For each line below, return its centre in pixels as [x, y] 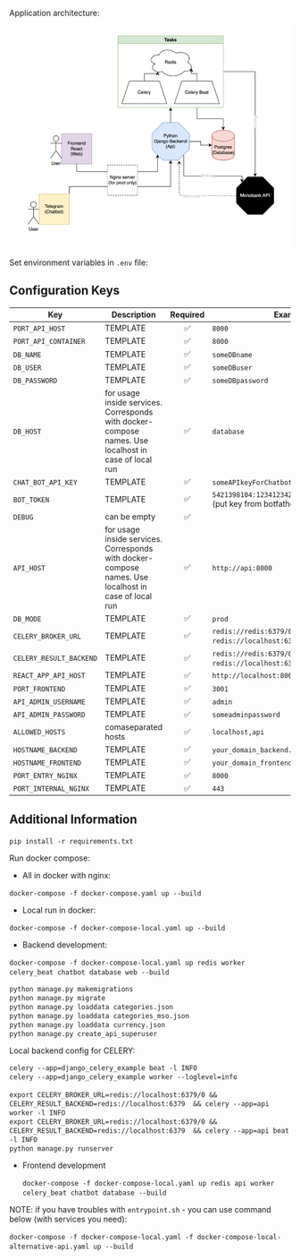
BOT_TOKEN [31, 500]
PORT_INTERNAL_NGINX [51, 789]
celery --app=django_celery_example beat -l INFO [104, 1068]
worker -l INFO [37, 1113]
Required [187, 315]
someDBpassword [240, 381]
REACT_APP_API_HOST [49, 676]
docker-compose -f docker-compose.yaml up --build [105, 894]
